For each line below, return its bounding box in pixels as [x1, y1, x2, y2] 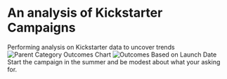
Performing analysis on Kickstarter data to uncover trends [7, 43, 175, 51]
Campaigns [7, 20, 76, 36]
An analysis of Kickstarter [7, 5, 163, 21]
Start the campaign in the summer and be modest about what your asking [7, 57, 221, 66]
